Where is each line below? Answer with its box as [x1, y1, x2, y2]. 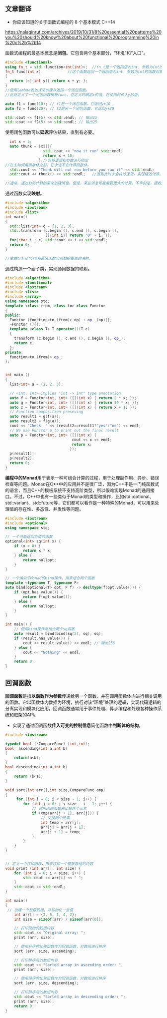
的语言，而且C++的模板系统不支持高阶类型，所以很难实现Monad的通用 [5, 487, 151, 493]
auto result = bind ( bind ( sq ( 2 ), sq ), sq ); [14, 631, 103, 636]
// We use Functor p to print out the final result [9, 428, 119, 433]
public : [5, 313, 21, 318]
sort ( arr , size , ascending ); [14, 949, 77, 954]
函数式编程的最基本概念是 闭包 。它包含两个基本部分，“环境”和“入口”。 [5, 49, 148, 56]
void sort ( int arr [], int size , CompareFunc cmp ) [5, 787, 106, 793]
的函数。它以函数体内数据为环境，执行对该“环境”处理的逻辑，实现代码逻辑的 [5, 699, 162, 705]
